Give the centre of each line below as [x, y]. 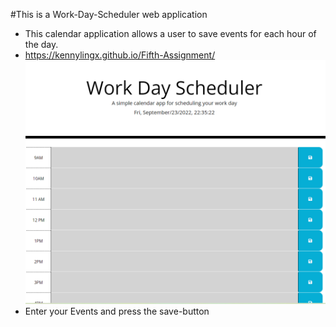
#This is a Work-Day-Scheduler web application [109, 14]
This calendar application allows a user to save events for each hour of [170, 33]
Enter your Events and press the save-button [117, 311]
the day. [41, 44]
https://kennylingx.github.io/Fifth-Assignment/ [120, 55]
